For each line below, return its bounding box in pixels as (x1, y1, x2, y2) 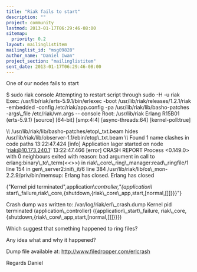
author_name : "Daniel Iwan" (6, 53, 75, 59)
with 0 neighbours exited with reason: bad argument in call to (6, 153, 155, 160)
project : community (6, 20, 54, 25)
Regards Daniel (6, 260, 43, 267)
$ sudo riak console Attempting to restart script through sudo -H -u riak (6, 91, 180, 98)
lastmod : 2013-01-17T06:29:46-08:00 (6, 25, 96, 31)
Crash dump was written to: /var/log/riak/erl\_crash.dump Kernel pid (6, 201, 172, 208)
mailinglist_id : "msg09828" (6, 47, 75, 53)
